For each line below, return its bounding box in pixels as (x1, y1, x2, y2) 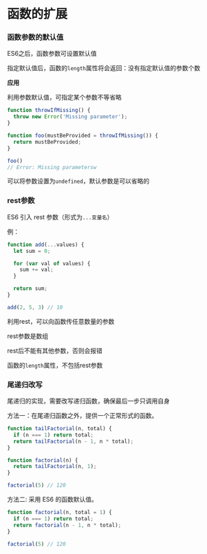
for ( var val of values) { (13, 260, 91, 267)
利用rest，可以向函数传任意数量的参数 (7, 317, 115, 325)
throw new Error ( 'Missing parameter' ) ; (13, 113, 128, 120)
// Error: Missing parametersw (7, 164, 97, 170)
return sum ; (13, 285, 48, 292)
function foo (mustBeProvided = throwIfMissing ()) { (7, 132, 158, 140)
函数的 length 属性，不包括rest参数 (7, 361, 103, 369)
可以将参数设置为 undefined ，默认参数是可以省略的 (7, 177, 150, 186)
